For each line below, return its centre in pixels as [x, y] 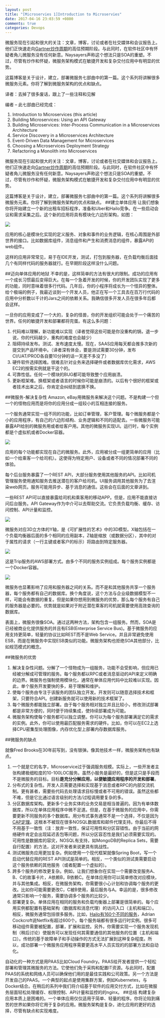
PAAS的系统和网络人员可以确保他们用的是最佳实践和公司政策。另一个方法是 [82, 974]
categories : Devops [25, 28]
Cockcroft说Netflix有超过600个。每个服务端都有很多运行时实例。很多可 [84, 921]
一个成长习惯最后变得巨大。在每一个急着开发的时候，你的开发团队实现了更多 [82, 280]
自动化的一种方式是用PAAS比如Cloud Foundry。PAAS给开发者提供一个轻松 [81, 961]
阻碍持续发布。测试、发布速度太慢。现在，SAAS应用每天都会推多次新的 [85, 344]
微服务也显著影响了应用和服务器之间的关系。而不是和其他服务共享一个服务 [80, 587]
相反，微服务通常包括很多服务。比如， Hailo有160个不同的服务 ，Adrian [83, 914]
